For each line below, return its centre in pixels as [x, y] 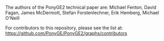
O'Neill [12, 18]
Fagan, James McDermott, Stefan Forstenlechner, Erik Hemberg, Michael [82, 13]
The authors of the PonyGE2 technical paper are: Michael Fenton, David [81, 7]
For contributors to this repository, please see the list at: [64, 28]
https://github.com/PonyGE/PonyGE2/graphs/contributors [66, 33]
